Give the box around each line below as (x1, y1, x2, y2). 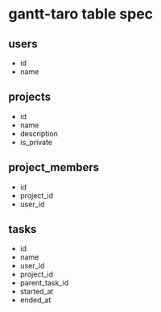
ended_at (19, 295, 52, 305)
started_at (19, 287, 54, 297)
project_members (8, 160, 100, 174)
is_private (19, 137, 53, 147)
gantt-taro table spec (8, 5, 154, 23)
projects (8, 90, 52, 104)
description (19, 128, 58, 138)
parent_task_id (19, 278, 69, 288)
